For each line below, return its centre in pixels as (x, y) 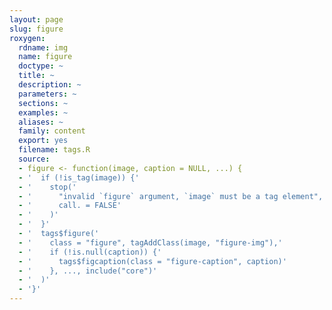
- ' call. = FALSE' (70, 206)
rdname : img (43, 47)
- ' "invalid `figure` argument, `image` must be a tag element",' (173, 196)
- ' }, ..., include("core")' (88, 271)
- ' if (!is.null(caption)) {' (90, 252)
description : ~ (50, 85)
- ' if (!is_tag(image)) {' (79, 177)
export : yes (43, 141)
